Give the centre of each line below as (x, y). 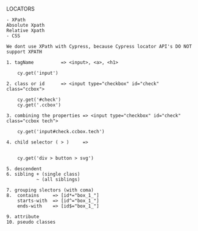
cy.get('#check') (39, 100)
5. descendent (24, 169)
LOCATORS (20, 9)
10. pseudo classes (31, 222)
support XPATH (24, 52)
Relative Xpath (26, 30)
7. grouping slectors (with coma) (50, 190)
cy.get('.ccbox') (39, 105)
